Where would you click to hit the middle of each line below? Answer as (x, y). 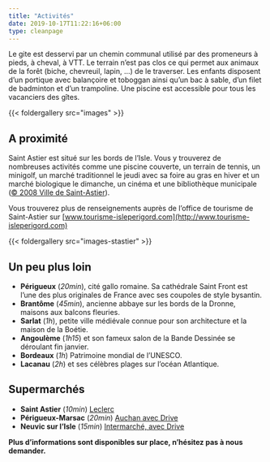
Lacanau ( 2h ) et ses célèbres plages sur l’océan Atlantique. (120, 364)
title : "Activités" (41, 16)
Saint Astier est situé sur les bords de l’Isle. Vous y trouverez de (115, 158)
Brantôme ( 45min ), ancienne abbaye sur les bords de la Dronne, (128, 304)
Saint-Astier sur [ (37, 217)
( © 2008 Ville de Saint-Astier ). (59, 192)
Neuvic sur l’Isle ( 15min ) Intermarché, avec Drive (102, 426)
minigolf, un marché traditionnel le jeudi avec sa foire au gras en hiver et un (134, 175)
